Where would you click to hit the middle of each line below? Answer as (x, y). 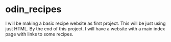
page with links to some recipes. (39, 34)
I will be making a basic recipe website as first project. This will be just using (86, 23)
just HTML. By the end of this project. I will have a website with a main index (85, 28)
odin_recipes (33, 9)
